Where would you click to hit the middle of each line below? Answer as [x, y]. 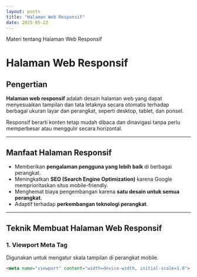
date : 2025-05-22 [27, 22]
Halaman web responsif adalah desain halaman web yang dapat [84, 99]
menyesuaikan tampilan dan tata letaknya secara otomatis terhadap [88, 105]
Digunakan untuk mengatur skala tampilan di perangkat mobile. [82, 257]
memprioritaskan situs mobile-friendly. [61, 185]
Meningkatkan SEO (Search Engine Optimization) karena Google [93, 179]
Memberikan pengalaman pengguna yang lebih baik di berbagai [93, 167]
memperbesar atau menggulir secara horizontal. [64, 129]
